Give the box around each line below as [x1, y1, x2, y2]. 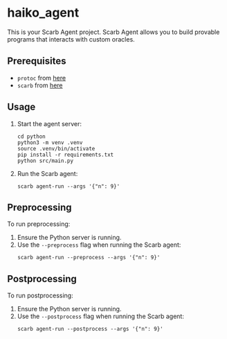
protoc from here [17, 73, 66, 82]
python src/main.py [17, 157, 74, 164]
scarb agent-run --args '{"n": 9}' [17, 182, 120, 190]
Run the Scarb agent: [17, 169, 78, 177]
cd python [17, 133, 46, 140]
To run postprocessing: [7, 291, 74, 299]
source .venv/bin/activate [17, 145, 96, 152]
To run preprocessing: [7, 220, 71, 228]
